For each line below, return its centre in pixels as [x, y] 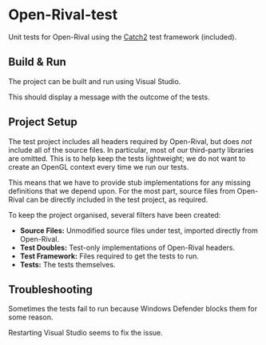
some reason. [31, 317]
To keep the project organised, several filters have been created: [115, 215]
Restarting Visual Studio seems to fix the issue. [85, 333]
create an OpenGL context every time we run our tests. [99, 166]
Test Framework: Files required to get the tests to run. [109, 256]
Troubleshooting [51, 289]
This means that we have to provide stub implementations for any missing [130, 183]
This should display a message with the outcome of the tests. [109, 97]
